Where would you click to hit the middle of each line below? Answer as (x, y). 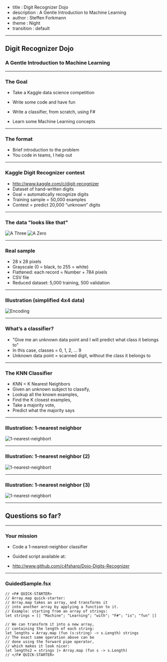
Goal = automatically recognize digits (50, 194)
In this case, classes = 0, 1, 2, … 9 (47, 350)
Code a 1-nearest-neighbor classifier (50, 547)
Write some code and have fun (44, 102)
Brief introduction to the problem (46, 150)
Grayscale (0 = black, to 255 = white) (50, 267)
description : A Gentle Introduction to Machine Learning (69, 12)
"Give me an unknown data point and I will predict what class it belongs (85, 339)
